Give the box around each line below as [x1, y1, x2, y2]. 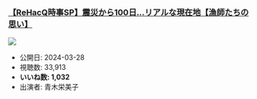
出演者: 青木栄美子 [19, 82, 79, 92]
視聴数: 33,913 [19, 63, 67, 72]
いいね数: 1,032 [19, 72, 71, 82]
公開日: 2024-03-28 [19, 53, 85, 62]
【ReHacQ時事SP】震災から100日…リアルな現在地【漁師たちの [8, 6, 249, 17]
